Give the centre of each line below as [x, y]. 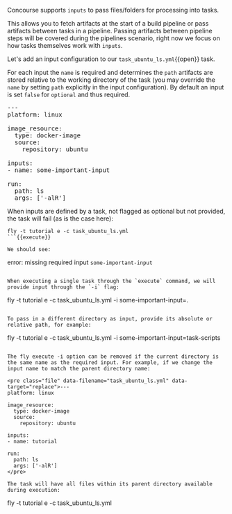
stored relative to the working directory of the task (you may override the [111, 80]
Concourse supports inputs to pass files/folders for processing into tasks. [113, 10]
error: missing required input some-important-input [80, 262]
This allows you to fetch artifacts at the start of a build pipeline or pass [108, 23]
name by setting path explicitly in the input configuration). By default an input [116, 87]
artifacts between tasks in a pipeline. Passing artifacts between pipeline [110, 31]
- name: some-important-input [59, 170]
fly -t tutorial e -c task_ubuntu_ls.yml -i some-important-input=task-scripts [114, 338]
